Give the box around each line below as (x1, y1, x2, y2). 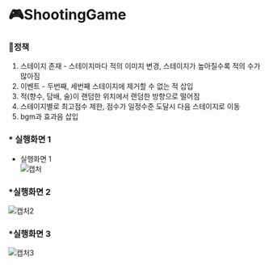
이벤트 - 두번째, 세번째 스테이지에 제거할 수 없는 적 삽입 (19, 82, 194, 91)
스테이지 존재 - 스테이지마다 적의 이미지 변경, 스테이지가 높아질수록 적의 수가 (19, 61, 261, 71)
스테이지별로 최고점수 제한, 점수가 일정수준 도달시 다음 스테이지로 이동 (19, 102, 241, 111)
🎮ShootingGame (8, 6, 127, 24)
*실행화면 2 (8, 186, 51, 197)
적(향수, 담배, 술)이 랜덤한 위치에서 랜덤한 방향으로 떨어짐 (19, 91, 200, 101)
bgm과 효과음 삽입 (19, 111, 79, 121)
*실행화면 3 (8, 229, 51, 239)
